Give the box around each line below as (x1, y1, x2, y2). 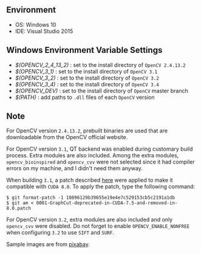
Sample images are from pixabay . (6, 241, 90, 248)
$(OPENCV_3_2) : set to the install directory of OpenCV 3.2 (15, 74, 160, 81)
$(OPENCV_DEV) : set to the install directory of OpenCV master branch (15, 87, 188, 94)
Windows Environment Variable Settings (6, 45, 163, 55)
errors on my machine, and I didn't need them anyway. (6, 165, 143, 172)
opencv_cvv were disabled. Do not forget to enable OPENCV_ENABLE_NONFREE (6, 222, 190, 230)
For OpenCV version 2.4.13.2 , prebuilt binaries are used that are (6, 127, 168, 134)
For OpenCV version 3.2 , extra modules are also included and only (6, 216, 173, 224)
